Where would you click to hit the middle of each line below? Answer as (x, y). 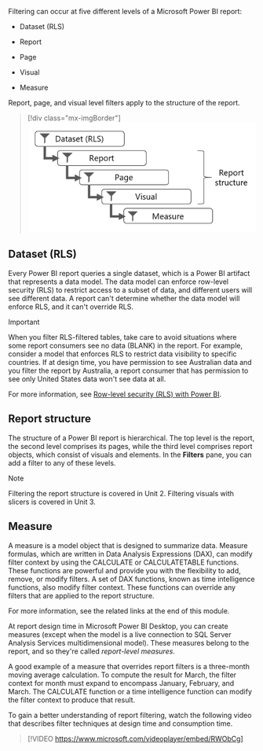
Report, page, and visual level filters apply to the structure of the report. (124, 103)
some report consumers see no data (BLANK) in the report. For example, (126, 345)
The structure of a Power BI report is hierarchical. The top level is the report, (131, 438)
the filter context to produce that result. (72, 700)
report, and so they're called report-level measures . (91, 651)
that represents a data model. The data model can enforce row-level (119, 282)
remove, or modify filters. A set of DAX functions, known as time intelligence (131, 579)
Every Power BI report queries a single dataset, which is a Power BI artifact (129, 273)
